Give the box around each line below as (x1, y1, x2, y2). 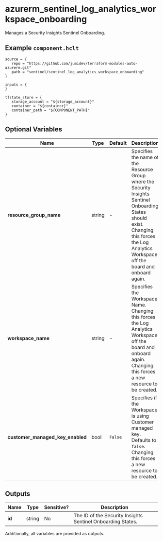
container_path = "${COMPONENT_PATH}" (11, 108, 90, 113)
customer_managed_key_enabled (7, 434, 87, 440)
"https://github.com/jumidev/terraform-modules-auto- (26, 61, 138, 66)
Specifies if (131, 394, 157, 401)
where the (131, 178, 155, 185)
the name (131, 154, 153, 161)
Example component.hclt (5, 44, 79, 52)
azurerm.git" (5, 65, 32, 70)
